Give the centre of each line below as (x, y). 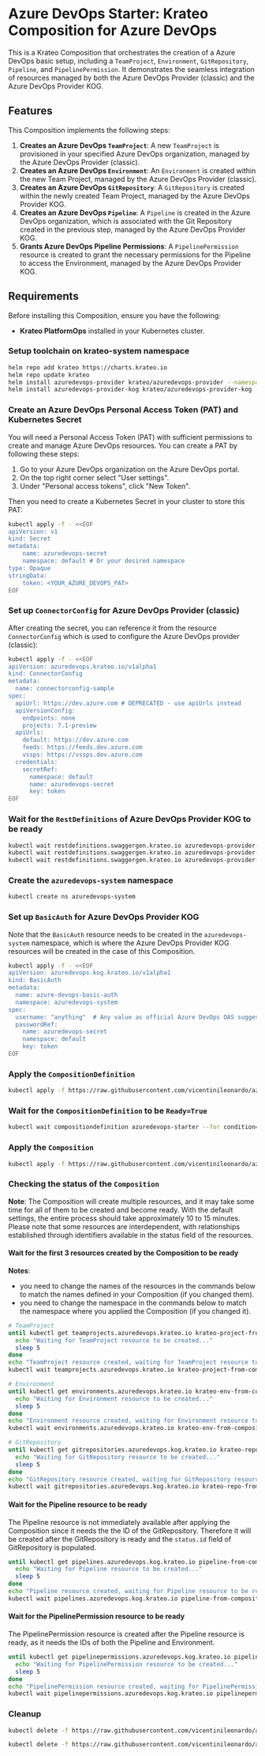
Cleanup (25, 1714)
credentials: (37, 762)
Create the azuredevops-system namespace (91, 880)
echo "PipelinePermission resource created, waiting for (104, 1686)
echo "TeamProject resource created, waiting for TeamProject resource (128, 1362)
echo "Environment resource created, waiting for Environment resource (128, 1421)
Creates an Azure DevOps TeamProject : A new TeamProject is (119, 145)
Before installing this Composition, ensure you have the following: (114, 315)
